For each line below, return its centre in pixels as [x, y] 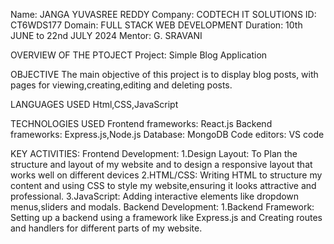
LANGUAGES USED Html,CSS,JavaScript [94, 104]
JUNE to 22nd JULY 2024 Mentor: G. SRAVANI [106, 35]
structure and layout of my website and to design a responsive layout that [161, 164]
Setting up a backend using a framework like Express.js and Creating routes [166, 217]
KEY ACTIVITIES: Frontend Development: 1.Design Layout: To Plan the [154, 153]
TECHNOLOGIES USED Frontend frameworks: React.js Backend [141, 123]
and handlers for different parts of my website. [106, 228]
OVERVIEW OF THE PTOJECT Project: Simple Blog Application [139, 55]
